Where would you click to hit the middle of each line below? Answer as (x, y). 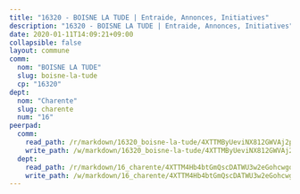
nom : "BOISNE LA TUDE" (59, 68)
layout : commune (39, 51)
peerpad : (25, 126)
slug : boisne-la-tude (58, 76)
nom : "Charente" (47, 101)
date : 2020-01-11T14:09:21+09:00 (71, 34)
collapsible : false (46, 42)
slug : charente (46, 109)
